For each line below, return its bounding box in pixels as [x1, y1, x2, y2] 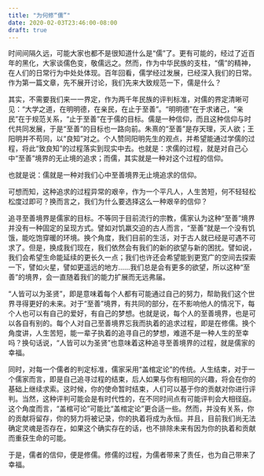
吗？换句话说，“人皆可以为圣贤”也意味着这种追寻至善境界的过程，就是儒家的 [8, 339, 255, 348]
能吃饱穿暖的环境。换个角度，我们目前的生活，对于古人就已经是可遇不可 [21, 233, 256, 243]
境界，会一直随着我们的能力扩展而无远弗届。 [24, 273, 170, 282]
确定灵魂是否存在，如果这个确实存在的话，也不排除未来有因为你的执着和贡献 [8, 423, 256, 433]
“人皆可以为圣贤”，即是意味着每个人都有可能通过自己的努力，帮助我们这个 [8, 289, 249, 298]
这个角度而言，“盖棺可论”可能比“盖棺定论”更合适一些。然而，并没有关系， [8, 404, 247, 413]
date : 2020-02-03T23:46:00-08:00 [8, 19, 118, 27]
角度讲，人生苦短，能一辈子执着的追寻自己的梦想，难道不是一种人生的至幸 [8, 328, 249, 338]
